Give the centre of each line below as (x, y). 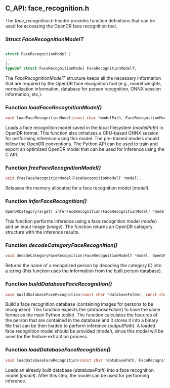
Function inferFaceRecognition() (46, 201)
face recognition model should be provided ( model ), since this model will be (84, 331)
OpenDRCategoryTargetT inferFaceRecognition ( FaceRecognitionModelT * (80, 212)
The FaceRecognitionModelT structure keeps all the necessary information (83, 78)
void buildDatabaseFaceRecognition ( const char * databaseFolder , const (81, 295)
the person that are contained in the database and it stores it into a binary (82, 320)
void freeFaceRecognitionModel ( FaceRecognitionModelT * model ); (73, 178)
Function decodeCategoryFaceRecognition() (61, 245)
